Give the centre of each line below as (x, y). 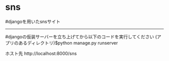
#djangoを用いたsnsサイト (33, 21)
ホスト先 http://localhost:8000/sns (41, 53)
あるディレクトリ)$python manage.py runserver (68, 43)
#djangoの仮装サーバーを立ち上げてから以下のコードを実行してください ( (81, 37)
